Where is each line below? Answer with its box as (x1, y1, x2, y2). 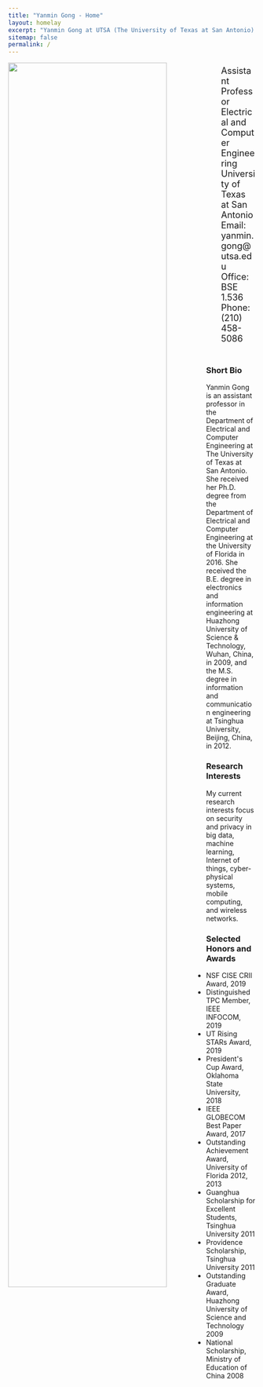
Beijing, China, (206, 733, 253, 743)
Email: (221, 220, 247, 232)
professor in (206, 400, 246, 409)
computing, (206, 896, 243, 907)
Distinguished (206, 987, 250, 997)
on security (206, 813, 243, 823)
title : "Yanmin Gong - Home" (8, 11, 104, 20)
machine (206, 838, 234, 848)
